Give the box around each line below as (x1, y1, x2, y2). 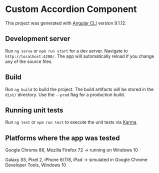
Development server (5, 34, 70, 43)
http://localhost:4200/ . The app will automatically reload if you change (5, 53, 154, 59)
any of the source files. (5, 58, 52, 64)
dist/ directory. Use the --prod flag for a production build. (5, 91, 125, 97)
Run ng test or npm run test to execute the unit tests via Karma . (5, 119, 138, 125)
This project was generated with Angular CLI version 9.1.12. (5, 20, 126, 26)
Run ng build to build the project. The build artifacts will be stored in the (5, 86, 154, 92)
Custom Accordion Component (5, 3, 137, 15)
